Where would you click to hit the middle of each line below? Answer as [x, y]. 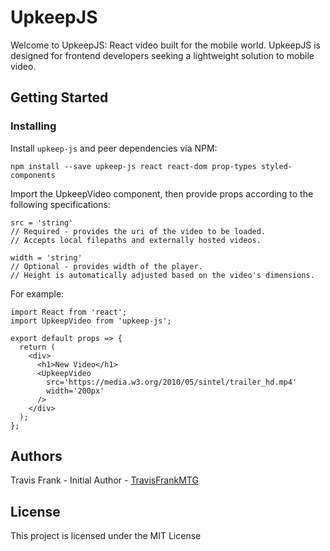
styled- [276, 166]
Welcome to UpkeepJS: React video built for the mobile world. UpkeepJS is [165, 45]
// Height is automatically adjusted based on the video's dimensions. [162, 275]
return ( [37, 347]
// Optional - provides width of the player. [106, 266]
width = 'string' [46, 257]
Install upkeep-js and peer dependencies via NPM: [114, 148]
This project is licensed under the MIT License [106, 536]
